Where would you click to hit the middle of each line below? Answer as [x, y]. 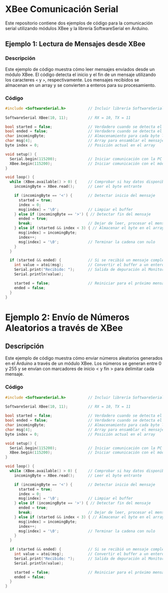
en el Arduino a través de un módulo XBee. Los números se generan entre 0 [83, 364]
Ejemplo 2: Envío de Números [67, 317]
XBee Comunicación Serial [62, 9]
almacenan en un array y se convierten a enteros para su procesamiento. [80, 85]
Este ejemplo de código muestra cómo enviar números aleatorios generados [84, 358]
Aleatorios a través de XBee [64, 328]
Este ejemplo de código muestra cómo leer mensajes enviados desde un [80, 69]
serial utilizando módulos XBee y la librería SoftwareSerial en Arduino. [77, 28]
